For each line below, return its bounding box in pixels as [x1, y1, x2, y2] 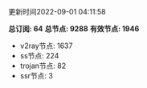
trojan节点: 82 [19, 61, 67, 70]
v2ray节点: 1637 [19, 41, 73, 50]
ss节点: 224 [19, 51, 59, 60]
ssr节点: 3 [19, 71, 54, 80]
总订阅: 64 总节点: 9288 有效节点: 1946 [8, 24, 140, 34]
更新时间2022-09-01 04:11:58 [8, 7, 106, 16]
